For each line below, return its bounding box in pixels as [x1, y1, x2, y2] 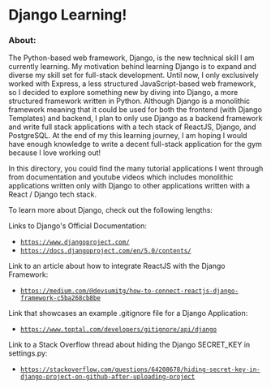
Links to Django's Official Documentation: [8, 221, 148, 231]
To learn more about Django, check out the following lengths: [8, 205, 213, 215]
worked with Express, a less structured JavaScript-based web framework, [8, 79, 256, 89]
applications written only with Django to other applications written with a [8, 181, 250, 191]
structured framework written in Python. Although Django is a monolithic [8, 96, 251, 106]
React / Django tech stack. [8, 189, 97, 200]
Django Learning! [8, 6, 127, 24]
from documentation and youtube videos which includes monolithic [8, 172, 234, 182]
